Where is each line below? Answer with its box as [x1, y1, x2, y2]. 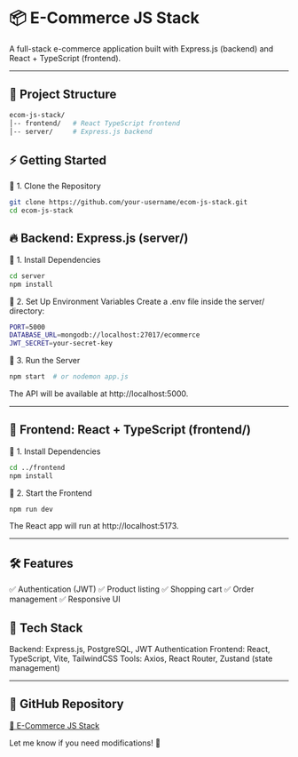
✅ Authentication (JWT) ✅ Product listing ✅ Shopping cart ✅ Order [9, 584, 255, 594]
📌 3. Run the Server [9, 355, 81, 366]
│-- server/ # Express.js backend [9, 127, 153, 136]
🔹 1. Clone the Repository [9, 180, 102, 192]
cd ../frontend [9, 463, 66, 472]
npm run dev [9, 505, 53, 514]
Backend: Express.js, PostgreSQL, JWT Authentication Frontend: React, [9, 644, 271, 655]
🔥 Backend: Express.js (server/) [9, 231, 189, 246]
